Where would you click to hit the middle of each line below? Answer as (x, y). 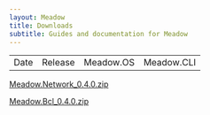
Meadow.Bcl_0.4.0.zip (49, 102)
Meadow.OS (109, 63)
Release (58, 63)
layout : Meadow (37, 17)
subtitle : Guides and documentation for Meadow (99, 34)
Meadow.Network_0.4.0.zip (59, 84)
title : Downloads (41, 26)
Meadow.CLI (170, 63)
